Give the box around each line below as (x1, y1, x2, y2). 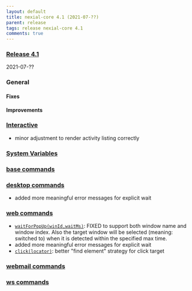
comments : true (6, 31, 44, 37)
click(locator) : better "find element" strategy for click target (14, 247, 165, 254)
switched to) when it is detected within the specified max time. (14, 235, 167, 242)
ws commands (6, 278, 49, 286)
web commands (6, 209, 53, 217)
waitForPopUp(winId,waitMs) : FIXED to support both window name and (14, 223, 187, 230)
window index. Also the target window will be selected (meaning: (14, 228, 173, 236)
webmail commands (6, 262, 66, 270)
